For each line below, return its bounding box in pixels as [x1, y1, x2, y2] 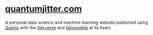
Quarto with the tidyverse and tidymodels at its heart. [5, 24, 112, 30]
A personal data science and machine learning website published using [5, 19, 149, 25]
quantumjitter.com [5, 3, 82, 15]
